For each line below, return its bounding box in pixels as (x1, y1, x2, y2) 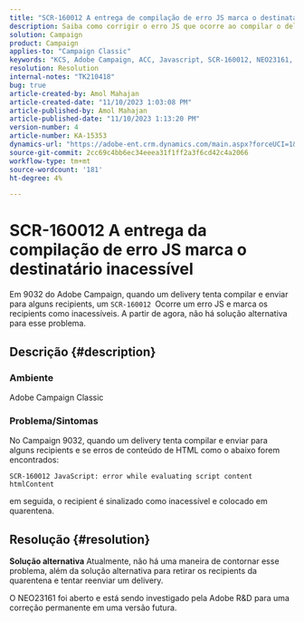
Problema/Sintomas (9, 414, 99, 427)
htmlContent (9, 480, 54, 490)
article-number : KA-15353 (9, 131, 107, 141)
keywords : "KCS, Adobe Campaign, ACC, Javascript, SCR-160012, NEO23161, (9, 55, 294, 64)
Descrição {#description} (9, 344, 157, 359)
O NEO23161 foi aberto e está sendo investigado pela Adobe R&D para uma (9, 592, 290, 603)
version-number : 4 (9, 123, 79, 132)
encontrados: (9, 454, 60, 465)
